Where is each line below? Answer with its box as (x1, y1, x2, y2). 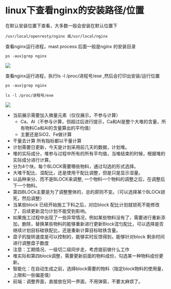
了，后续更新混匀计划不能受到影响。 (12, 208, 90, 214)
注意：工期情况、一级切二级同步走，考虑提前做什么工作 (12, 246, 130, 252)
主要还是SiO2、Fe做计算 (20, 131, 72, 137)
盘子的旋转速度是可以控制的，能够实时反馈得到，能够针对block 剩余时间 (12, 233, 165, 239)
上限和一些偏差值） (12, 272, 54, 278)
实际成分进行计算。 (12, 157, 54, 163)
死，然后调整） (12, 195, 45, 201)
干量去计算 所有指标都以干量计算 (12, 138, 82, 144)
